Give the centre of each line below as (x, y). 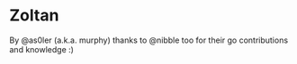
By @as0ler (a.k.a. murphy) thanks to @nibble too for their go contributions (149, 40)
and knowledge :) (42, 49)
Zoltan (34, 16)
